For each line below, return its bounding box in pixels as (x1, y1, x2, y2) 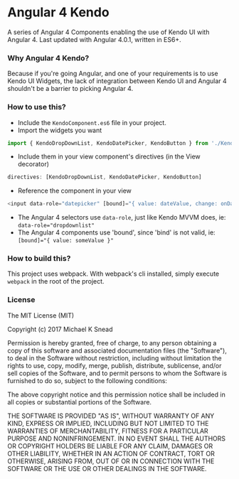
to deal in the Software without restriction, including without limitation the (7, 353, 222, 362)
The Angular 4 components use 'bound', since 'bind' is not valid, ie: (17, 228, 216, 237)
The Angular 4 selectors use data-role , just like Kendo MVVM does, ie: (17, 213, 226, 222)
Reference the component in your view (17, 186, 132, 195)
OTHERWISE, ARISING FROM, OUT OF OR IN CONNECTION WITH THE (7, 456, 215, 465)
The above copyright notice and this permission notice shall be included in (7, 390, 225, 399)
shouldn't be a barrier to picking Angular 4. (7, 85, 134, 93)
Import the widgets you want (17, 126, 102, 134)
